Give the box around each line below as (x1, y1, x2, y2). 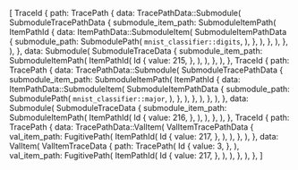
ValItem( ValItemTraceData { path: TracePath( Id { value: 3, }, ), (9, 140, 240, 151)
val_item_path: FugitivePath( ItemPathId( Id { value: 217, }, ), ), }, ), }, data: (9, 132, 279, 141)
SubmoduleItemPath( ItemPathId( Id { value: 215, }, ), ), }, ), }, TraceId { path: (9, 55, 290, 65)
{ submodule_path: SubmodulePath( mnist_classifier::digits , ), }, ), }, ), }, (9, 36, 288, 47)
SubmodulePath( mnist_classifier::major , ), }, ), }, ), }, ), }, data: (9, 93, 249, 104)
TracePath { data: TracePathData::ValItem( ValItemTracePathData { (9, 122, 254, 132)
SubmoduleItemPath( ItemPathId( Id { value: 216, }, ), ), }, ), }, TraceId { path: (9, 112, 290, 123)
